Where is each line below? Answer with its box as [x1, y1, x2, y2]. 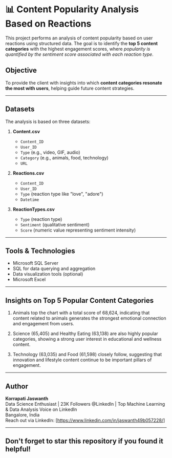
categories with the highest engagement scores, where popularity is [5, 46, 150, 52]
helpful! [5, 445, 31, 453]
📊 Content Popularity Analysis [5, 4, 139, 15]
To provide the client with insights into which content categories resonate [5, 79, 162, 86]
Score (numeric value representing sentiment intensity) [20, 227, 136, 233]
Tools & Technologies [5, 246, 75, 255]
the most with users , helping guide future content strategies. [5, 85, 135, 91]
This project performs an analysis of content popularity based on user [5, 35, 153, 41]
